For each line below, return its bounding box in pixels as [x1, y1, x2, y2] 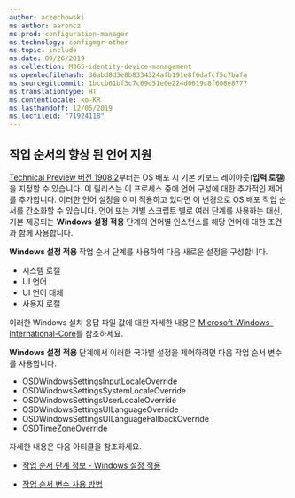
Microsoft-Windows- [198, 316, 274, 328]
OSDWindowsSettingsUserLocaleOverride [21, 394, 177, 405]
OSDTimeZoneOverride [21, 423, 108, 433]
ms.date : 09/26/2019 [9, 54, 86, 63]
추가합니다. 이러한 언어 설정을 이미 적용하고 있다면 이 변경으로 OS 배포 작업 [18, 194, 277, 205]
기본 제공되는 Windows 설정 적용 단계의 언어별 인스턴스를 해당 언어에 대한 [9, 216, 266, 227]
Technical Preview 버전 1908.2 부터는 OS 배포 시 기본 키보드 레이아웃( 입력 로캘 [9, 172, 283, 183]
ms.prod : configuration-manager [9, 29, 128, 38]
